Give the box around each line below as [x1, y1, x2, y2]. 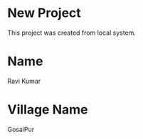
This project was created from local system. [7, 28, 137, 37]
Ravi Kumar [7, 77, 41, 85]
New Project [7, 5, 82, 21]
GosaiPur [7, 125, 34, 133]
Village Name [7, 101, 88, 118]
